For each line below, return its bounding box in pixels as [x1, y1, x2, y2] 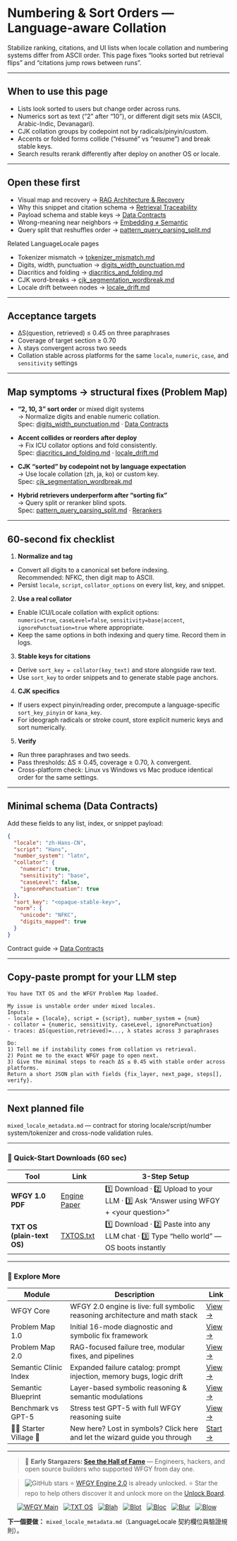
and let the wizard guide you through [70, 1433, 192, 1443]
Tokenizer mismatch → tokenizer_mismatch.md [17, 253, 155, 261]
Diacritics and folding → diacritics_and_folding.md [17, 267, 164, 277]
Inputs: [7, 1008, 30, 1016]
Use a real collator [17, 594, 72, 603]
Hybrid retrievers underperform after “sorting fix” [17, 491, 168, 500]
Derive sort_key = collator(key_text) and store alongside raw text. [17, 666, 217, 674]
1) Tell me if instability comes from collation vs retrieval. [7, 1046, 197, 1053]
